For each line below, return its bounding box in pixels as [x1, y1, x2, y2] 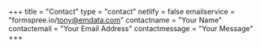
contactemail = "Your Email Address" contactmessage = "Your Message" [8, 24, 254, 33]
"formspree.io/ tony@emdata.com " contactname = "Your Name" [8, 15, 222, 25]
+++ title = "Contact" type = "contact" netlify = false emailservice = [8, 7, 236, 16]
